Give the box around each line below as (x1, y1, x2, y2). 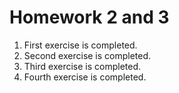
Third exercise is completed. (23, 60, 142, 72)
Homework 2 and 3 (9, 6, 170, 29)
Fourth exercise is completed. (23, 71, 147, 83)
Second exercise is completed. (23, 49, 152, 61)
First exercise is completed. (23, 39, 138, 51)
